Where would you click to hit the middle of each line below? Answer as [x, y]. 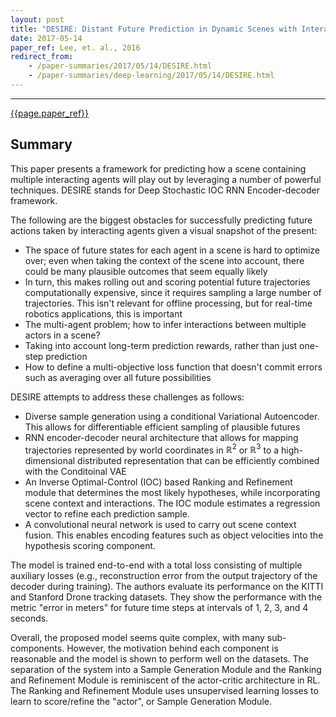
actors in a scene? [62, 335]
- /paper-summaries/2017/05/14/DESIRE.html [120, 66]
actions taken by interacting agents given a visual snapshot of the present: [164, 230]
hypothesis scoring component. [90, 546]
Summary [41, 144]
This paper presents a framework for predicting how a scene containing [158, 168]
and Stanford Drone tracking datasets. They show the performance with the [166, 597]
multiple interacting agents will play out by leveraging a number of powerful [166, 179]
